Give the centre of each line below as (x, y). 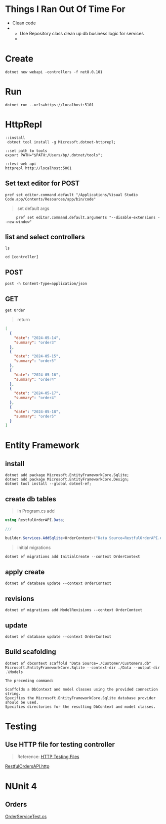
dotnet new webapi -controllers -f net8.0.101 (54, 72)
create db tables (31, 499)
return (23, 319)
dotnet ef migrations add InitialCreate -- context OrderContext (73, 556)
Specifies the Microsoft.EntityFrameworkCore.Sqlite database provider (80, 698)
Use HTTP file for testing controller (60, 745)
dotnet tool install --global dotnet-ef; (48, 484)
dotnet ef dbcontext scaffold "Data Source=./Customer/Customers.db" (78, 663)
